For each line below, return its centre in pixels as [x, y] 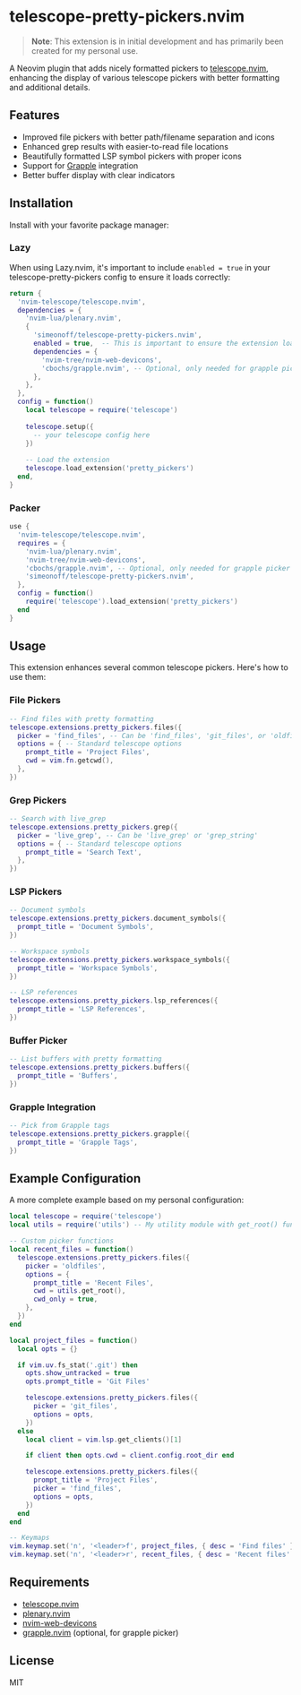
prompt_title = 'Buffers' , [68, 1076]
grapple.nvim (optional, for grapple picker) [100, 1632]
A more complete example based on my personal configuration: [127, 1200]
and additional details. [50, 87]
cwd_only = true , [65, 1299]
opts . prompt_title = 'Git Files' [88, 1381]
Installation [41, 203]
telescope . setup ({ [60, 426]
